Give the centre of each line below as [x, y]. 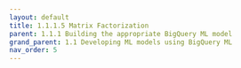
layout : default [39, 17]
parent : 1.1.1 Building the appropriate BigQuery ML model [121, 34]
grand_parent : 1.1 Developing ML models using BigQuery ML [121, 42]
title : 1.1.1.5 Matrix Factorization [79, 26]
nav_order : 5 [33, 50]
